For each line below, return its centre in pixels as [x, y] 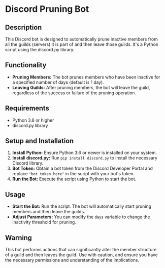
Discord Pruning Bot [47, 9]
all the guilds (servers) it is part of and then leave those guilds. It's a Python [82, 44]
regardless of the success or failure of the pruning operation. [74, 93]
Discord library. [28, 163]
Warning [18, 238]
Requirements [27, 108]
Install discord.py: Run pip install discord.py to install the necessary [85, 158]
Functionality [26, 65]
